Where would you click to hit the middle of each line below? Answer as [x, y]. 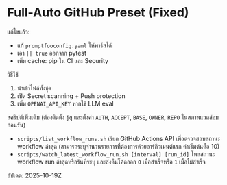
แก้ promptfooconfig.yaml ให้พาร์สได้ [64, 45]
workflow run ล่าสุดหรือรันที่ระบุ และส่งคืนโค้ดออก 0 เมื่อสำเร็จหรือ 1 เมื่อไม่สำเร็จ [111, 162]
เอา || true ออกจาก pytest [52, 53]
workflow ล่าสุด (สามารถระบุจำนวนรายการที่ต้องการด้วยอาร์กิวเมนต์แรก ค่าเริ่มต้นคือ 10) [118, 146]
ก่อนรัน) [16, 125]
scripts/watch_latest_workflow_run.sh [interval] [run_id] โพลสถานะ [116, 154]
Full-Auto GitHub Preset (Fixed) [98, 13]
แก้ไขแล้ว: [19, 32]
